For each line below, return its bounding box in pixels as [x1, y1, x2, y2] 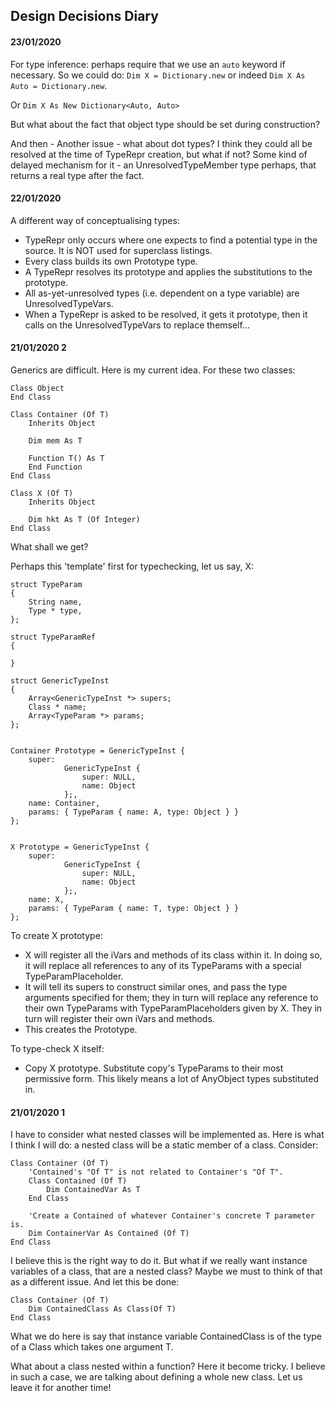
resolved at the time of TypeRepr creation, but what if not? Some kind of [10, 148, 308, 160]
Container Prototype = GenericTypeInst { [10, 746, 186, 756]
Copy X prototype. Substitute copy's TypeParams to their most [24, 1062, 284, 1074]
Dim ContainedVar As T [46, 1185, 141, 1195]
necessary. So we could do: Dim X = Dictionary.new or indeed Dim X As [10, 69, 306, 81]
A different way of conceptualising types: [10, 214, 180, 226]
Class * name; [28, 702, 87, 712]
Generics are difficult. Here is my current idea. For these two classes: [10, 364, 296, 376]
